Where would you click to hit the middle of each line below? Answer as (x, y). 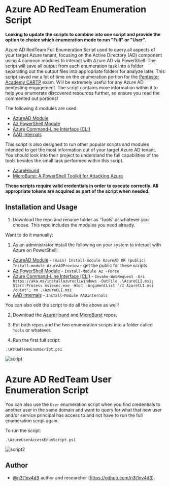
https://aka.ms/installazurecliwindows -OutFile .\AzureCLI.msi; (83, 281)
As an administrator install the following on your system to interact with (87, 245)
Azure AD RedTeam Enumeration (76, 9)
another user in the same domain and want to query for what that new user (83, 410)
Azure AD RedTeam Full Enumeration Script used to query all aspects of (80, 49)
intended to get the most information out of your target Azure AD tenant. (81, 149)
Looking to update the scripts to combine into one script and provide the (83, 34)
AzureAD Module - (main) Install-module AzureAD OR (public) (79, 260)
